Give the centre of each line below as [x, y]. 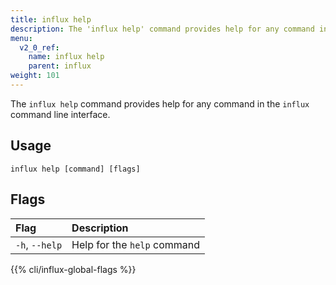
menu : [21, 38]
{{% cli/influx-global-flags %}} [73, 269]
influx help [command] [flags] [75, 169]
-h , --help [39, 244]
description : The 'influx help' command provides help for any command [162, 29]
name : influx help [66, 57]
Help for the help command [135, 244]
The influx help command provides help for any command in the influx [160, 103]
